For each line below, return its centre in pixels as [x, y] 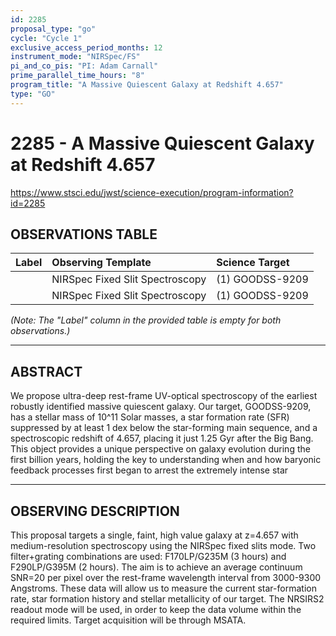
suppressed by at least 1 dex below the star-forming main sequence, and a [164, 428]
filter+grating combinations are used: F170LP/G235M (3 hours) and [148, 556]
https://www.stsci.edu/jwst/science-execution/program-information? [152, 192]
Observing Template [101, 263]
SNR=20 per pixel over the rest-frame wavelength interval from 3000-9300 [166, 577]
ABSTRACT [46, 371]
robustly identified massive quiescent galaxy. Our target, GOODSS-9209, [161, 407]
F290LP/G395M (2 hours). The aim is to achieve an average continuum [156, 567]
